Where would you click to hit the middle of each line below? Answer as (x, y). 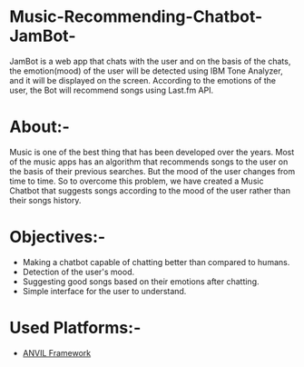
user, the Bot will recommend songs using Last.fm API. (112, 90)
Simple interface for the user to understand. (104, 291)
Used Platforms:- (75, 328)
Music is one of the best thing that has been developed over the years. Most (152, 152)
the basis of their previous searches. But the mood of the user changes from (152, 171)
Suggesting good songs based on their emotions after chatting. (141, 281)
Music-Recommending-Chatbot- (136, 17)
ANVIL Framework (57, 352)
